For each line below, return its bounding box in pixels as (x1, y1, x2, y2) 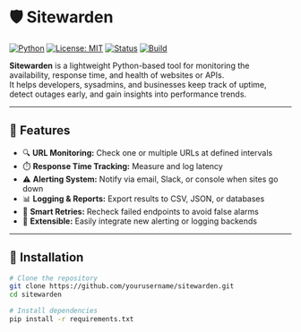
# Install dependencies (9, 306, 99, 316)
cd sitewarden (9, 290, 63, 300)
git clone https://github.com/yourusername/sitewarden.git (9, 282, 235, 291)
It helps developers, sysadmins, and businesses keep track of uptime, (9, 79, 267, 89)
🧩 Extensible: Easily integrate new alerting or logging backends (21, 216, 258, 226)
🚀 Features (9, 123, 71, 139)
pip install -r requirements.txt (9, 315, 134, 324)
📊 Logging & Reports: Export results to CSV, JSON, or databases (21, 193, 265, 204)
